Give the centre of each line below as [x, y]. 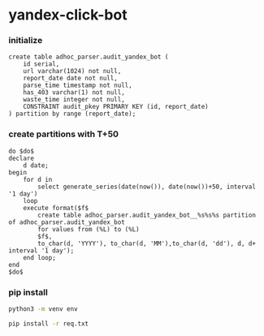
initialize [26, 41]
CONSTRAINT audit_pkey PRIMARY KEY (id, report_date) [116, 107]
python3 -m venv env [43, 309]
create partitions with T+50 [64, 134]
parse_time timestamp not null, [78, 86]
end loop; [40, 257]
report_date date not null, [70, 79]
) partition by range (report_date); [72, 114]
